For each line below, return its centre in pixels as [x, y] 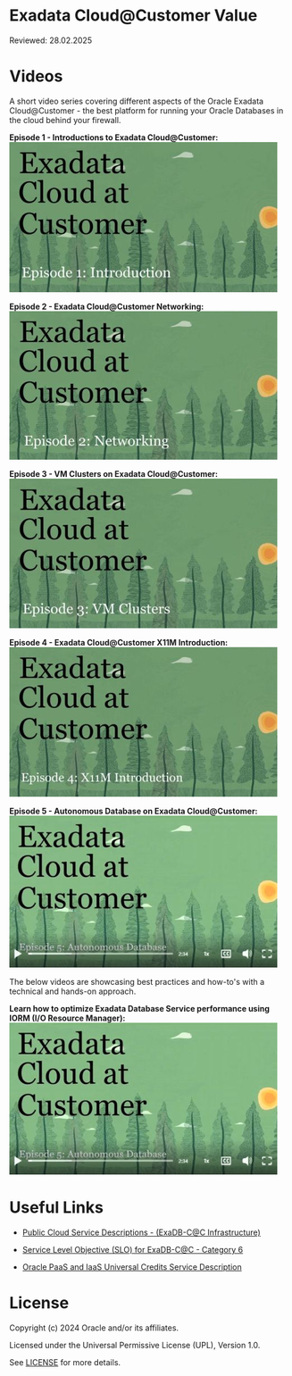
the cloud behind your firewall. [65, 120]
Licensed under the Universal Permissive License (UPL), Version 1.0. [135, 1345]
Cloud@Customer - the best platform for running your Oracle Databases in [146, 110]
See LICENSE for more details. [65, 1362]
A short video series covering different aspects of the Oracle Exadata [137, 101]
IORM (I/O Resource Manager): [67, 1018]
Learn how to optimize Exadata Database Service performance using [140, 1008]
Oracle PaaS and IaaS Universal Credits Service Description [132, 1267]
